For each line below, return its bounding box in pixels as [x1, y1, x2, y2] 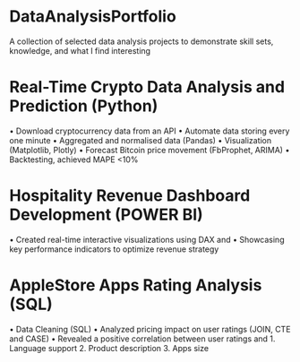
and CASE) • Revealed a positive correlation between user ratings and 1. [9, 333, 276, 344]
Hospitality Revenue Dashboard [9, 185, 251, 206]
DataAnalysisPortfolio [9, 6, 176, 27]
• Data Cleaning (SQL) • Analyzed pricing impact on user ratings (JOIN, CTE [9, 323, 291, 334]
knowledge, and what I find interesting [9, 45, 150, 56]
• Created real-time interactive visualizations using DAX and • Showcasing [9, 234, 285, 245]
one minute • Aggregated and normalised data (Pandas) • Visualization [9, 134, 272, 145]
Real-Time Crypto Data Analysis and [9, 77, 285, 98]
